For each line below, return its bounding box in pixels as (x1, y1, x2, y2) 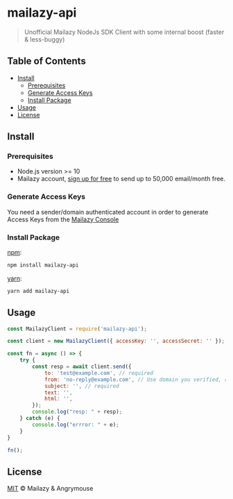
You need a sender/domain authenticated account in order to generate (7, 208, 209, 216)
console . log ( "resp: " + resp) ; (32, 408, 123, 416)
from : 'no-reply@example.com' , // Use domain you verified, (44, 376, 222, 383)
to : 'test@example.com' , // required (44, 369, 154, 376)
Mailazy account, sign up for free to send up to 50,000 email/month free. (17, 175, 226, 183)
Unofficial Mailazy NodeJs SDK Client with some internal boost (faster (24, 28, 225, 36)
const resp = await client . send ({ (32, 363, 132, 371)
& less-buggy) (24, 35, 65, 43)
